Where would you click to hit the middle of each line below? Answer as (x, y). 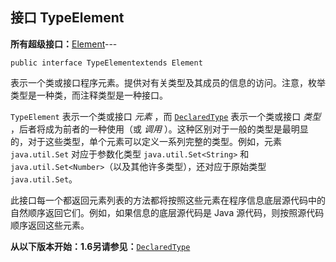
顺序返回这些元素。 (50, 225)
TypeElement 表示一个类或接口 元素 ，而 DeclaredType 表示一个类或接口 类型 (166, 116)
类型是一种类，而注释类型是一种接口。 (89, 95)
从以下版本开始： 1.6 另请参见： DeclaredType (100, 246)
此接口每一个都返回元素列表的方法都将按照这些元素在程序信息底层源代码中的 (168, 200)
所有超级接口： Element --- (64, 44)
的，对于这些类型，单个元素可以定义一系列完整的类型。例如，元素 (146, 141)
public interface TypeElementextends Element (106, 63)
